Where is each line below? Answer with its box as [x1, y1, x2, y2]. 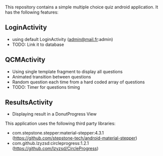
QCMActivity [5, 56, 45, 64]
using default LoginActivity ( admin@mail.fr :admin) [12, 36, 113, 42]
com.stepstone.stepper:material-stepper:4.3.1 [12, 130, 104, 136]
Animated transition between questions [12, 74, 91, 79]
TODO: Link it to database [12, 41, 64, 47]
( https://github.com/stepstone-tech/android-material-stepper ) [12, 135, 138, 141]
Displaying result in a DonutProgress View [12, 111, 97, 117]
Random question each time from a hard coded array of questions [12, 79, 145, 85]
